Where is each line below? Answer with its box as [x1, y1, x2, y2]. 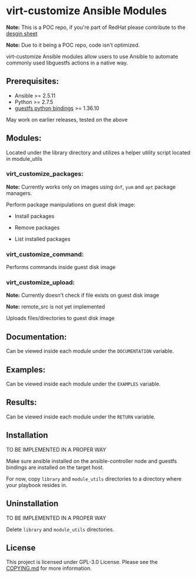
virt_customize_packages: [6, 170, 84, 178]
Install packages [14, 212, 55, 219]
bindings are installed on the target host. [6, 463, 104, 471]
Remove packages [14, 223, 60, 231]
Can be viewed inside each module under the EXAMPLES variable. [6, 380, 161, 388]
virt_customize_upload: [6, 278, 75, 287]
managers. [6, 189, 32, 196]
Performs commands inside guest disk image [6, 264, 116, 271]
